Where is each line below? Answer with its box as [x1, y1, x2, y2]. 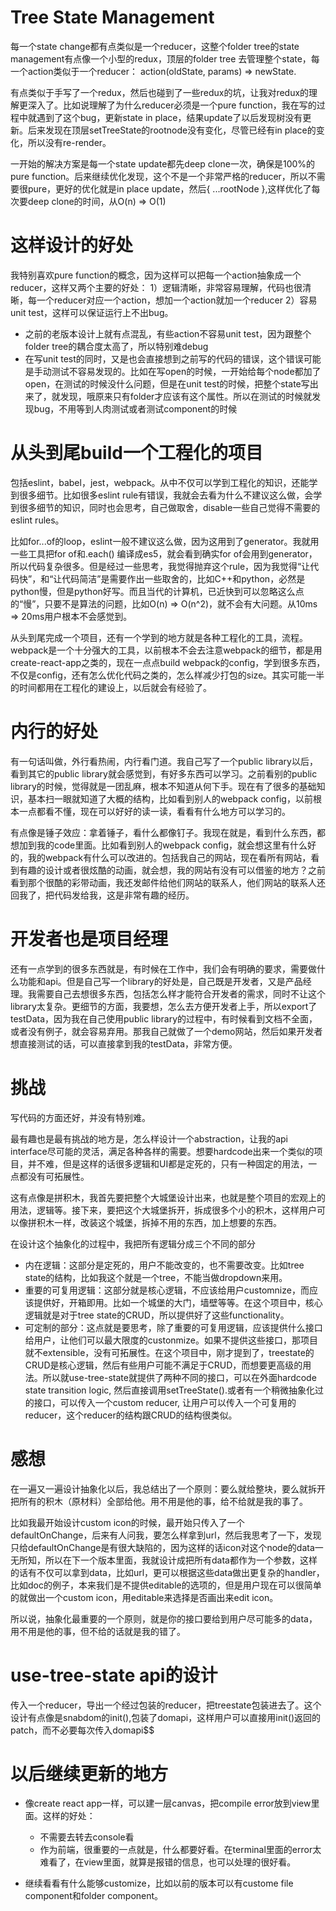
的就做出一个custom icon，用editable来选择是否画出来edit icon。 [10, 1591, 279, 1603]
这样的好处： [42, 1810, 96, 1822]
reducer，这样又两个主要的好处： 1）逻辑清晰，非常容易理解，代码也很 [10, 281, 303, 293]
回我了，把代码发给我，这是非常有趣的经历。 [10, 889, 195, 901]
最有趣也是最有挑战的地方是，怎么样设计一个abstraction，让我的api [10, 1132, 288, 1145]
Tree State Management [10, 6, 215, 29]
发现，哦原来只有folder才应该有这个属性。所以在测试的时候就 [59, 390, 313, 402]
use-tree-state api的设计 [10, 1664, 218, 1686]
